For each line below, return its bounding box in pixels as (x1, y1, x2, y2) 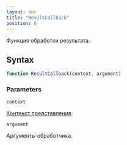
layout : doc (6, 9, 37, 15)
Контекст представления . (6, 110, 73, 117)
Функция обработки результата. (6, 37, 90, 44)
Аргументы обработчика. (6, 132, 73, 140)
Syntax (6, 54, 34, 65)
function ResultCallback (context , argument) (6, 71, 122, 77)
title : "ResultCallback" (6, 15, 70, 21)
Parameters (6, 85, 42, 93)
